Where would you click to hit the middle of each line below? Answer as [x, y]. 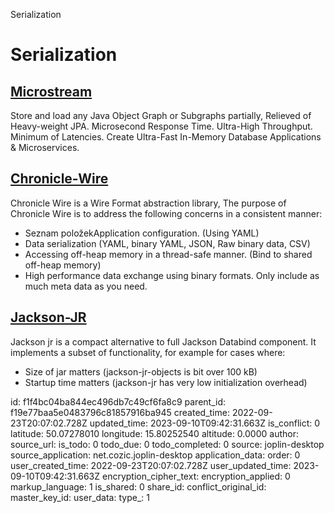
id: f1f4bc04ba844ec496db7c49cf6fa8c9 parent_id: [118, 401]
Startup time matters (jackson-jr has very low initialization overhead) [166, 382]
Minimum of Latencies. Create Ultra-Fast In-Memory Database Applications [166, 137]
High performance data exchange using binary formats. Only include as [172, 275]
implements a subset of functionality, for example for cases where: [148, 352]
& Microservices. [45, 147]
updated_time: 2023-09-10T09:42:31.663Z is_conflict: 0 [205, 423]
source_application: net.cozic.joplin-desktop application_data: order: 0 [155, 455]
